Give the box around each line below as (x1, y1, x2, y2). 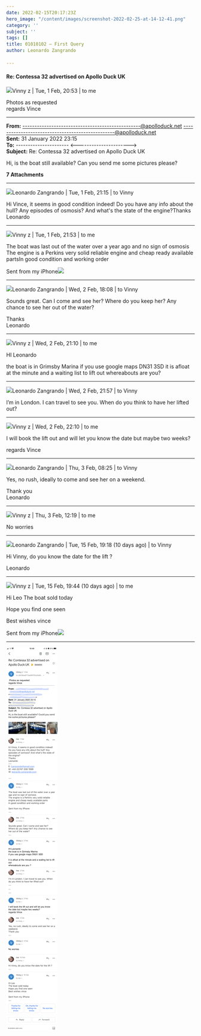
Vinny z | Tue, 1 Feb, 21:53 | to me (12, 231, 95, 238)
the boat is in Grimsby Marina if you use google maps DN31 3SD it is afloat (6, 363, 190, 370)
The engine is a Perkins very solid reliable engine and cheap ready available (6, 249, 194, 256)
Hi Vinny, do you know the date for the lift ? (6, 552, 112, 560)
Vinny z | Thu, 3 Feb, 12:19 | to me (12, 512, 96, 519)
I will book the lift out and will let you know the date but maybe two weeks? (6, 435, 191, 442)
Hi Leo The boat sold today (6, 594, 73, 601)
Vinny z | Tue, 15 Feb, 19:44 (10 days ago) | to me (12, 582, 133, 590)
